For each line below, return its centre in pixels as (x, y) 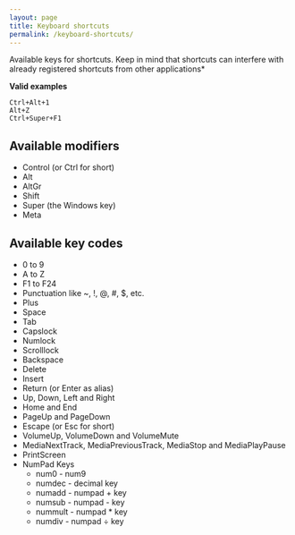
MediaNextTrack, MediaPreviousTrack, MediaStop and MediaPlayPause (154, 445)
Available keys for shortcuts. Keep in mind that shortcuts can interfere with (147, 60)
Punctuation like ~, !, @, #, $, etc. (83, 293)
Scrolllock (41, 350)
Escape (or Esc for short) (68, 426)
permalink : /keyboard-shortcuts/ (72, 34)
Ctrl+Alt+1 (29, 103)
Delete (34, 369)
